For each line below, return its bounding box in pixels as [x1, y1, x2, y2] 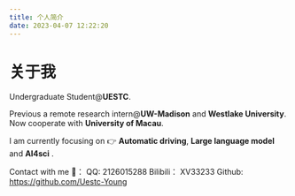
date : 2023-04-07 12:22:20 [9, 21, 109, 30]
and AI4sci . [9, 148, 55, 159]
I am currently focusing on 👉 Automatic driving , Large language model [9, 136, 275, 147]
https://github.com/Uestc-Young [9, 177, 128, 187]
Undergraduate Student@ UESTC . [9, 92, 131, 102]
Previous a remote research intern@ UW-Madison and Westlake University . [9, 109, 287, 119]
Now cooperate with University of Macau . [9, 118, 164, 129]
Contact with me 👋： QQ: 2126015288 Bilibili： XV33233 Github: [9, 167, 244, 177]
